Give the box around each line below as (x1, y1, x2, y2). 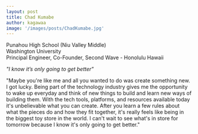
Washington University (6, 48, 61, 55)
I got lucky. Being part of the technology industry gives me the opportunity (6, 84, 188, 91)
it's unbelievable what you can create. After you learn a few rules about (6, 102, 180, 110)
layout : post (6, 8, 38, 15)
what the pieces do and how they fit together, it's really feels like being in (6, 109, 184, 116)
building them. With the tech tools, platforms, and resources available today (6, 96, 190, 103)
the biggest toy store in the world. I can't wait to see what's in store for (6, 115, 178, 122)
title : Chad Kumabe (6, 14, 54, 20)
